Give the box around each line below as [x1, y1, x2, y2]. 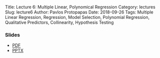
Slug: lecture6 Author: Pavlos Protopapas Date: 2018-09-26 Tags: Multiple [5, 9, 154, 15]
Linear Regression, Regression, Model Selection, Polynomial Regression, [5, 14, 150, 20]
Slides [5, 31, 20, 38]
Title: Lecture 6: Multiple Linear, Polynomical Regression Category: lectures [5, 4, 156, 10]
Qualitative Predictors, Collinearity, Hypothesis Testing [5, 19, 114, 25]
